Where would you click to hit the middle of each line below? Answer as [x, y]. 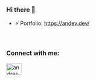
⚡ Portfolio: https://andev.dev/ [52, 23]
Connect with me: [33, 53]
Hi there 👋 [21, 10]
